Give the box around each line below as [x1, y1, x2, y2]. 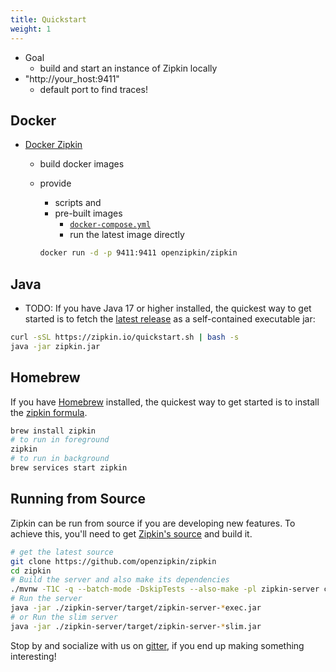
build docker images [39, 158, 125, 170]
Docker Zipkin [24, 139, 83, 151]
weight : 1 [10, 24, 52, 34]
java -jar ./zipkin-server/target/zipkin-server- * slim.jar [10, 621, 262, 631]
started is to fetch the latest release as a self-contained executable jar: [24, 313, 316, 325]
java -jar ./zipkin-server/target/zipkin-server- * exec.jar [10, 603, 262, 613]
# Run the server [10, 594, 83, 604]
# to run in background [10, 454, 110, 464]
